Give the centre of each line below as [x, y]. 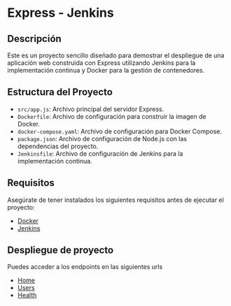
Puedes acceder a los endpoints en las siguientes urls [85, 267]
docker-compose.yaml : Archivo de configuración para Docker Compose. [120, 131]
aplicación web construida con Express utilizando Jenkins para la [101, 63]
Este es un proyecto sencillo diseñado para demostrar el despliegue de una [116, 55]
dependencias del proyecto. [58, 146]
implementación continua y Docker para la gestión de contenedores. [106, 70]
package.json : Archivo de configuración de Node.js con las [102, 138]
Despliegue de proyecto [61, 250]
